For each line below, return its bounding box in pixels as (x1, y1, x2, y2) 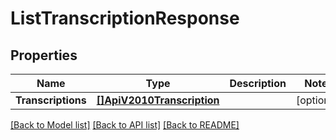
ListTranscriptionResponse (10, 7, 240, 30)
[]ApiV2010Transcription (96, 93, 220, 107)
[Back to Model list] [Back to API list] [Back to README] (10, 119, 240, 131)
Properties (10, 47, 78, 64)
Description (229, 77, 287, 90)
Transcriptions (15, 93, 87, 107)
